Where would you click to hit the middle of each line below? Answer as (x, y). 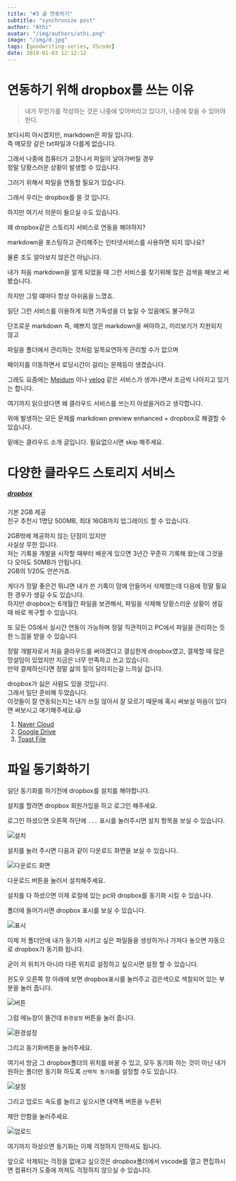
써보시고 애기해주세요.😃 (48, 710)
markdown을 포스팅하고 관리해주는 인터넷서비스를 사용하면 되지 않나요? (106, 242)
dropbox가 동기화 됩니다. (49, 949)
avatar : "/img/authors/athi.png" (56, 33)
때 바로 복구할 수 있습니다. (43, 612)
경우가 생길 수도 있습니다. (49, 594)
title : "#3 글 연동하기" (40, 14)
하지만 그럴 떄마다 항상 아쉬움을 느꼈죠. (61, 296)
